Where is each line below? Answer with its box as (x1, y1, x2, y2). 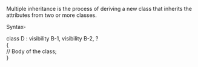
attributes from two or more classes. (6, 11, 97, 19)
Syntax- (6, 24, 26, 30)
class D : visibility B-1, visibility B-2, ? (6, 35, 99, 42)
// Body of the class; (6, 48, 57, 55)
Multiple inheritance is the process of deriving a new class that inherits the (6, 5, 193, 12)
